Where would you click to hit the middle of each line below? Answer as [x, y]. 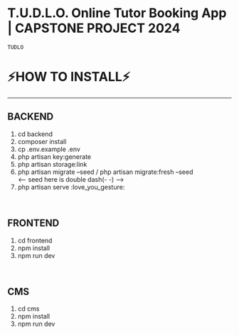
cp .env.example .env [49, 149]
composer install [42, 141]
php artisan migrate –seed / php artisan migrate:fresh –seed [105, 172]
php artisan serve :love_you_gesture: [71, 187]
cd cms [28, 309]
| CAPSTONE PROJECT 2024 [94, 28]
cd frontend [35, 240]
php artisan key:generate [54, 156]
